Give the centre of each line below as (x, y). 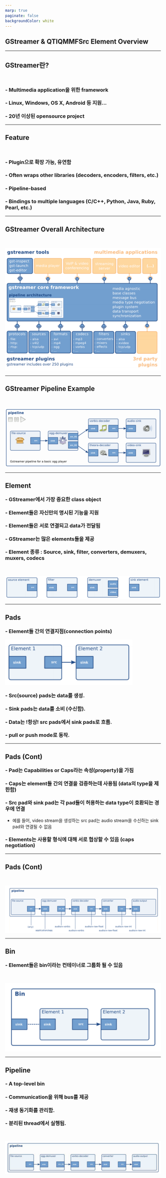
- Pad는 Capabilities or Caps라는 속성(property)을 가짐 (69, 770)
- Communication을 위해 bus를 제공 (47, 1097)
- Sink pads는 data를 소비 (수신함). (45, 709)
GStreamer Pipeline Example (50, 389)
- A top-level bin (25, 1084)
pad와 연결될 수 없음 (32, 826)
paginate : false (22, 16)
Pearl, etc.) (19, 208)
